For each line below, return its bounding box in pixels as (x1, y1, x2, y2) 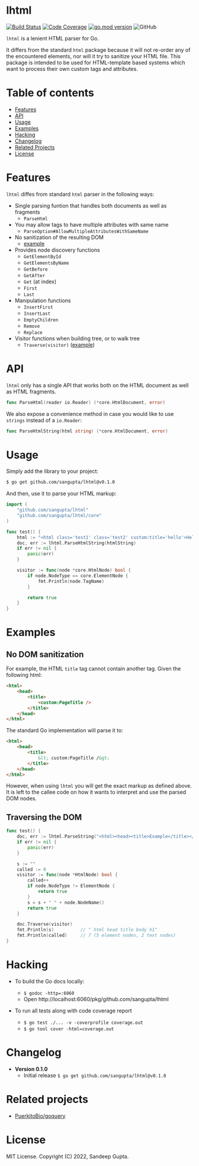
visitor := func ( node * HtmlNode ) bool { (17, 872, 118, 878)
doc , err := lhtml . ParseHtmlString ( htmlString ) (17, 540, 136, 546)
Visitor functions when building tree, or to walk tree (14, 334, 140, 342)
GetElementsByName (23, 260, 69, 266)
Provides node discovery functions (14, 246, 100, 253)
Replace (23, 330, 43, 336)
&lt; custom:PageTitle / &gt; (37, 755, 110, 761)
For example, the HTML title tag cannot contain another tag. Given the (6, 665, 181, 672)
